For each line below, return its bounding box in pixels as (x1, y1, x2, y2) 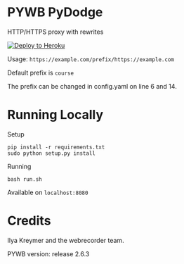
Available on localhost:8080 (7, 188, 88, 196)
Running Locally (7, 107, 104, 123)
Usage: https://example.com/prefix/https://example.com (7, 54, 174, 63)
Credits (7, 213, 51, 229)
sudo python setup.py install (7, 149, 96, 157)
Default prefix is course (7, 68, 74, 77)
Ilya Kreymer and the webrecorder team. (7, 236, 124, 244)
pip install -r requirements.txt (7, 144, 105, 151)
